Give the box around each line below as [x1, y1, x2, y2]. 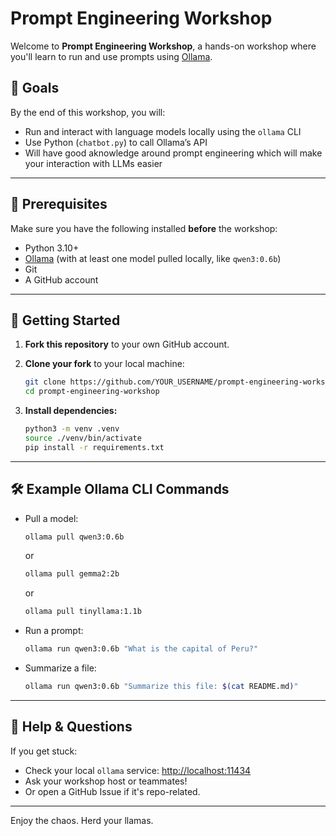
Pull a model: [24, 512, 79, 524]
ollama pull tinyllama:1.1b [24, 607, 142, 617]
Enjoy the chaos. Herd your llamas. [10, 814, 154, 826]
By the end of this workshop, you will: [10, 106, 166, 118]
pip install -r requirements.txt [24, 442, 165, 452]
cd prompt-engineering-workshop [24, 387, 160, 397]
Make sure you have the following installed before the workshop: [10, 222, 278, 234]
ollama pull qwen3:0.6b [24, 532, 125, 542]
